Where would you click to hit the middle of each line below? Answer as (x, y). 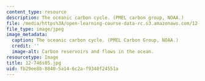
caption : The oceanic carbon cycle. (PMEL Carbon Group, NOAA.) (95, 40)
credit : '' (26, 46)
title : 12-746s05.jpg (34, 63)
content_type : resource (37, 12)
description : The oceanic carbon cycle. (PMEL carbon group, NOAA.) (95, 18)
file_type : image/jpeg (35, 29)
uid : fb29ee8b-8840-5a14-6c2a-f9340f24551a (63, 69)
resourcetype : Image (33, 57)
